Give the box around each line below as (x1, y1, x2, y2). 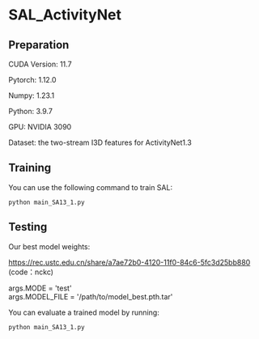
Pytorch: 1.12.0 (8, 75, 57, 84)
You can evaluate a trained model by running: (8, 307, 159, 317)
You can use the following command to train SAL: (8, 182, 172, 192)
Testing (8, 220, 48, 234)
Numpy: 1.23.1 (8, 91, 55, 100)
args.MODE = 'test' (8, 283, 72, 293)
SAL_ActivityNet (8, 6, 122, 24)
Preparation (8, 38, 70, 52)
